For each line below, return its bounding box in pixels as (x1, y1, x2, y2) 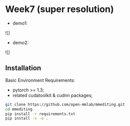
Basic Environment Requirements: (5, 77, 76, 83)
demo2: (12, 39, 29, 46)
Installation (5, 64, 41, 72)
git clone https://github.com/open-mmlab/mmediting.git (5, 102, 125, 107)
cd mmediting (5, 106, 33, 111)
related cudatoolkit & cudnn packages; (12, 92, 93, 98)
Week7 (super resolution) (5, 4, 114, 15)
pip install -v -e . (5, 116, 49, 121)
